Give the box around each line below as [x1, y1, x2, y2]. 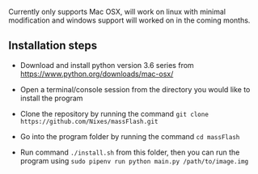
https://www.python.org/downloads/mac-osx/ [19, 69, 174, 79]
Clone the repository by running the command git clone [19, 108, 209, 118]
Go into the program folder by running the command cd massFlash [19, 131, 240, 141]
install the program [19, 93, 83, 103]
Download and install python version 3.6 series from [19, 60, 194, 70]
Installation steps [8, 39, 98, 53]
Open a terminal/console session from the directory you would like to [19, 84, 251, 94]
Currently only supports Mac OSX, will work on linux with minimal [8, 7, 226, 16]
